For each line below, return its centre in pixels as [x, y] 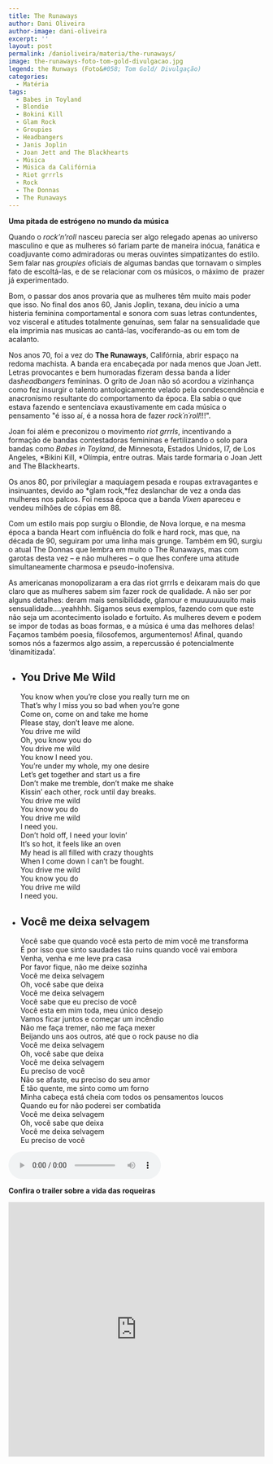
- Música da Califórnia [56, 168]
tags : [17, 92]
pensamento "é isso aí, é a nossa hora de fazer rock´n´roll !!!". [110, 415]
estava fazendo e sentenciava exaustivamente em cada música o [117, 407]
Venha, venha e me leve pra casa [76, 959]
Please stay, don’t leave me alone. [77, 723]
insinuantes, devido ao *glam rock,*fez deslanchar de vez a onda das [125, 490]
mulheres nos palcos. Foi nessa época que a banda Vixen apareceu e [125, 499]
